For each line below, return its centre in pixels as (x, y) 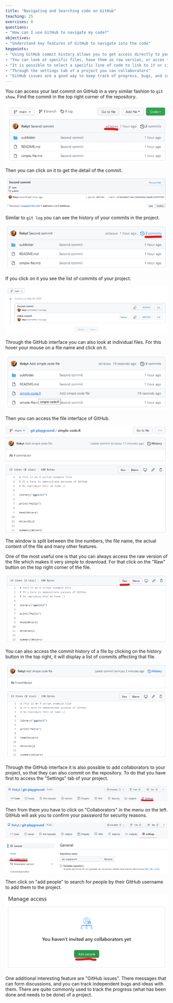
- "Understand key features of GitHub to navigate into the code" (78, 44)
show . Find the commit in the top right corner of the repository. (71, 97)
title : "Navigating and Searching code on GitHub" (61, 11)
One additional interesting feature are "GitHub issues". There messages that (86, 978)
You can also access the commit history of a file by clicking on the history (83, 651)
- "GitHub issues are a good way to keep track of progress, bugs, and (84, 76)
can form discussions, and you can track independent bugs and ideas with (84, 983)
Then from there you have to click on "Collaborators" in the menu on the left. (87, 810)
